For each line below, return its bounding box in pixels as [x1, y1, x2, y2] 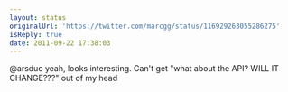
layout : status [9, 13, 67, 23]
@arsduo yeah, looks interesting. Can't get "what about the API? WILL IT [9, 63, 280, 74]
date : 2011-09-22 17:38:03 [9, 38, 111, 48]
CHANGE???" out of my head [9, 73, 118, 84]
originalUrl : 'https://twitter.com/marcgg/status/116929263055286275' [9, 22, 281, 31]
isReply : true [9, 30, 63, 39]
